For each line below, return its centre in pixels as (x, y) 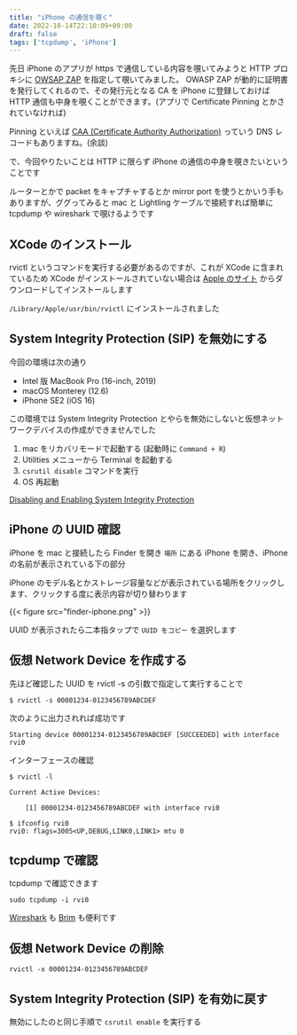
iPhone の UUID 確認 (65, 530)
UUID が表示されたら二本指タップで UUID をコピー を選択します (123, 630)
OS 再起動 (40, 482)
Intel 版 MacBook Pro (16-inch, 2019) (89, 380)
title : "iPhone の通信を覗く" (61, 17)
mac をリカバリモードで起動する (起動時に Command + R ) (124, 448)
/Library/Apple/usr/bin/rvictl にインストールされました (114, 309)
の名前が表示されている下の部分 (67, 563)
